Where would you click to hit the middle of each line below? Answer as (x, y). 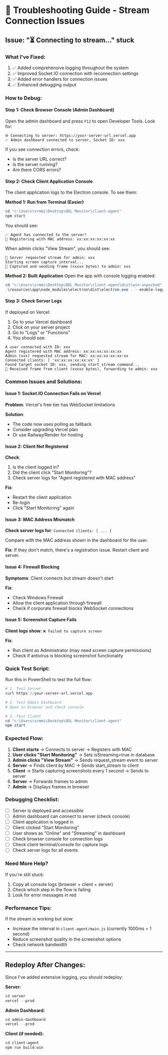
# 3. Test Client (23, 716)
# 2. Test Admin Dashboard (33, 702)
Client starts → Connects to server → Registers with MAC (72, 749)
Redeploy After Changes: (45, 965)
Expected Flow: (24, 738)
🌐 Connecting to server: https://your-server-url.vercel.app (70, 136)
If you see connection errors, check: (42, 149)
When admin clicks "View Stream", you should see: (58, 248)
